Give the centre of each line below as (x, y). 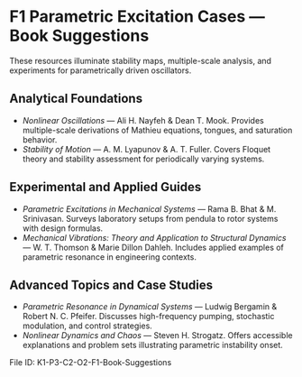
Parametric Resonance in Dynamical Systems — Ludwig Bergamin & (150, 307)
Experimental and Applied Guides (105, 187)
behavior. (40, 139)
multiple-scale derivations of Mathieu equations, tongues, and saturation (157, 130)
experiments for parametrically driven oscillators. (101, 70)
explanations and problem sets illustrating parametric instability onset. (153, 345)
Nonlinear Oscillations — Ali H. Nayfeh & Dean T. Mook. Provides (143, 120)
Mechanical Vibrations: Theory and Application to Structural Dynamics (154, 237)
